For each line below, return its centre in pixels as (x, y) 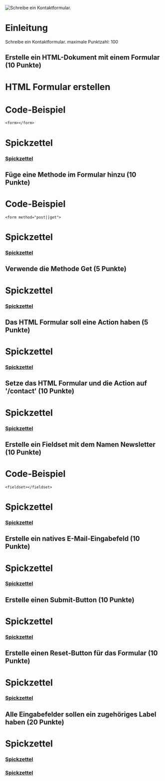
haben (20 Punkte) (35, 722)
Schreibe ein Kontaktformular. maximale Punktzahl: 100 (62, 42)
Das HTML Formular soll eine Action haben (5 (77, 322)
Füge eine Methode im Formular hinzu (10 (71, 174)
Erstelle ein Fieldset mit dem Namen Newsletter (80, 445)
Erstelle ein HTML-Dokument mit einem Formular (82, 58)
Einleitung (27, 28)
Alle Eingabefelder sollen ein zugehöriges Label (81, 714)
